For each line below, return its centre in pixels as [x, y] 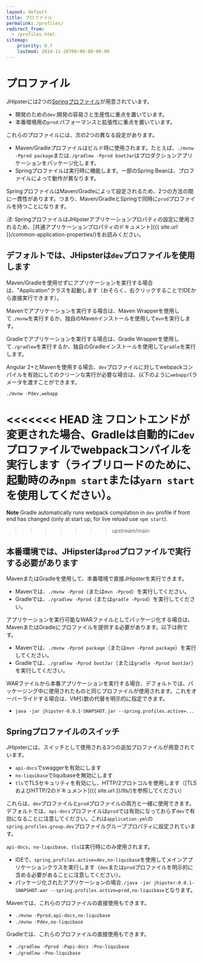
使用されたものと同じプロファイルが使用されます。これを [120, 691]
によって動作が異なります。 [65, 178]
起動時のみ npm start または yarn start [101, 480]
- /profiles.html [34, 35]
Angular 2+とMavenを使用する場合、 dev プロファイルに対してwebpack [95, 367]
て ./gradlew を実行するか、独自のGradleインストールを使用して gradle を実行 [101, 346]
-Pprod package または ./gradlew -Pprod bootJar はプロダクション [96, 155]
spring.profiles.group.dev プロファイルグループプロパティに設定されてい [98, 826]
